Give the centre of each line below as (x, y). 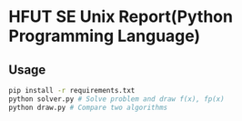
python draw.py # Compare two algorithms (88, 107)
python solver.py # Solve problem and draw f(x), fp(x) (116, 99)
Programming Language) (105, 36)
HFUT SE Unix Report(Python (121, 17)
